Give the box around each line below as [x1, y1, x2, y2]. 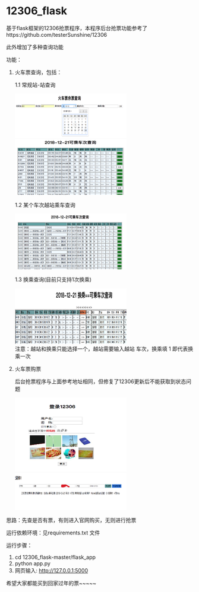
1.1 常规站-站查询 [14, 81, 56, 88]
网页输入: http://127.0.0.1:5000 [14, 566, 88, 574]
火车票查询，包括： [14, 68, 62, 75]
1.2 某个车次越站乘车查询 [14, 201, 75, 208]
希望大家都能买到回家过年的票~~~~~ [6, 580, 97, 587]
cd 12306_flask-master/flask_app [14, 553, 96, 561]
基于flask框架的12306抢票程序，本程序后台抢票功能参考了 [6, 24, 147, 31]
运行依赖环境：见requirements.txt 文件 [6, 529, 100, 536]
